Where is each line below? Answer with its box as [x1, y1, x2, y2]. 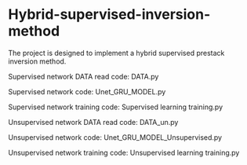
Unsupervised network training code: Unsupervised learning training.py [8, 148, 240, 157]
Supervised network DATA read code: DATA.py [8, 71, 159, 81]
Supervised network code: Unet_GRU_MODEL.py [8, 86, 166, 96]
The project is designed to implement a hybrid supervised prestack [8, 48, 225, 57]
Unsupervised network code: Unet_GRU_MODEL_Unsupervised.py [8, 132, 222, 142]
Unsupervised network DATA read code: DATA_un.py [8, 117, 179, 126]
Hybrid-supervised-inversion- [8, 5, 211, 24]
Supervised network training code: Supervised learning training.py [8, 102, 223, 112]
